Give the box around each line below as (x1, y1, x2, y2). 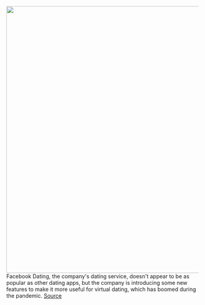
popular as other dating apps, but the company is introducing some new (6, 279, 188, 286)
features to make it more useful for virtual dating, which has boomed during (6, 285, 196, 293)
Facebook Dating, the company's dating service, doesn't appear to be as (6, 273, 190, 280)
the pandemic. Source (6, 292, 62, 299)
